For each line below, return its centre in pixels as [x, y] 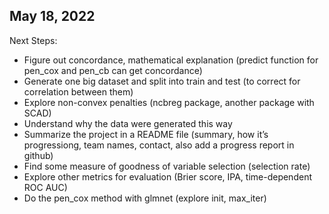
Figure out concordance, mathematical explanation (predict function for [171, 60]
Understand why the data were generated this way [128, 123]
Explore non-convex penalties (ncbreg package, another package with [169, 102]
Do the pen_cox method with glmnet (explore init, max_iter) [145, 198]
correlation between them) [78, 91]
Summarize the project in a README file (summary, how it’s [146, 134]
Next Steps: [33, 40]
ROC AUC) [45, 187]
